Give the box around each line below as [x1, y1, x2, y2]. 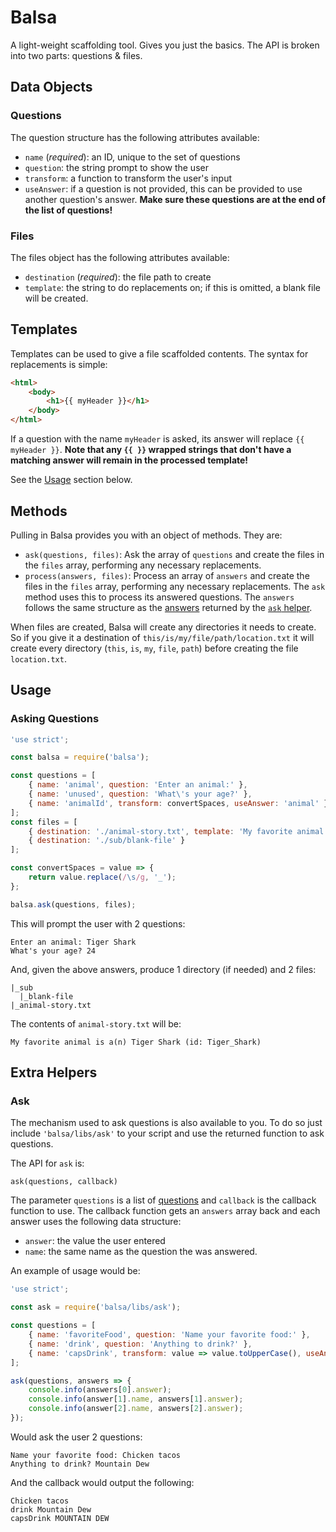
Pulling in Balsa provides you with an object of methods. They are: [10, 529, 283, 541]
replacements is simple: [10, 358, 108, 370]
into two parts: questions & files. [10, 49, 143, 61]
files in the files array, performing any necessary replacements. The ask [24, 580, 326, 592]
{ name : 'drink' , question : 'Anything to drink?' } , [28, 1339, 253, 1349]
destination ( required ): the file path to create [24, 271, 212, 283]
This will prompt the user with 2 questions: [10, 917, 186, 930]
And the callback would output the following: [10, 1476, 195, 1488]
